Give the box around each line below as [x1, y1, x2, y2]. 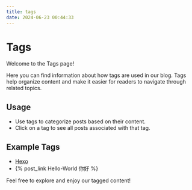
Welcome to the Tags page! [6, 60, 75, 67]
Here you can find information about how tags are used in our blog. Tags [6, 72, 187, 79]
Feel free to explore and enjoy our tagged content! [6, 177, 131, 184]
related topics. [6, 85, 42, 92]
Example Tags [6, 142, 60, 152]
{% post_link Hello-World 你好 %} [14, 165, 98, 172]
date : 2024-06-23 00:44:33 [6, 14, 74, 20]
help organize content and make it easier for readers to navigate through [6, 78, 187, 85]
